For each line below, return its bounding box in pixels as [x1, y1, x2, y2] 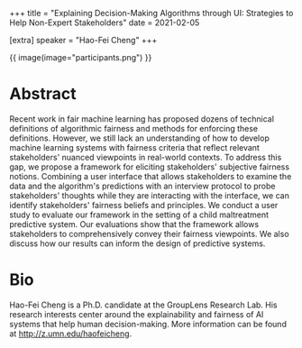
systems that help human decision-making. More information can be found [9, 318, 287, 329]
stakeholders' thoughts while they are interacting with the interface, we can [9, 189, 290, 201]
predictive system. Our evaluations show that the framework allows [9, 218, 260, 229]
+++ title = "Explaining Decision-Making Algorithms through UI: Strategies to [9, 8, 294, 18]
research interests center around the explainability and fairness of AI [9, 308, 264, 319]
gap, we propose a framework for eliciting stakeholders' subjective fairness [9, 161, 290, 172]
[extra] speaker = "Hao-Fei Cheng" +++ [9, 35, 158, 45]
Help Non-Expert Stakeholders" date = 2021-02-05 [9, 17, 200, 28]
